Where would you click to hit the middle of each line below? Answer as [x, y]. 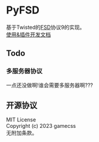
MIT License [21, 120]
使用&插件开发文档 [29, 34]
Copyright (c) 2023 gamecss [41, 126]
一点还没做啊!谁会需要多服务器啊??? [49, 85]
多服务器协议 [24, 71]
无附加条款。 [22, 133]
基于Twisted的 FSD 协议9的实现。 [46, 27]
